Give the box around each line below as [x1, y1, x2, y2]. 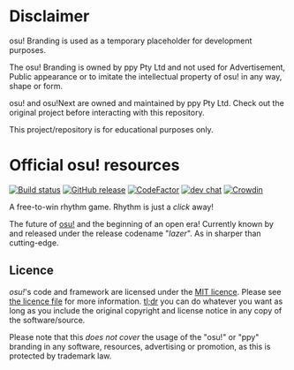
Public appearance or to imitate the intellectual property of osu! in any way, [9, 71, 283, 81]
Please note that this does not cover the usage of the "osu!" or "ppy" [9, 331, 260, 342]
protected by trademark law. [9, 351, 112, 361]
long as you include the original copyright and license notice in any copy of [9, 305, 283, 315]
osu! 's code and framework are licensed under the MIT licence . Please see [9, 286, 282, 297]
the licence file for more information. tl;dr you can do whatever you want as [9, 296, 283, 306]
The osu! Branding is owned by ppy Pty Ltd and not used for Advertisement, [9, 62, 285, 72]
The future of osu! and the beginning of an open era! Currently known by [9, 218, 274, 229]
